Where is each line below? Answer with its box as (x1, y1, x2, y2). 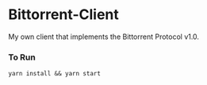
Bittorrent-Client (8, 6, 119, 24)
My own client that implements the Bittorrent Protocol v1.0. (8, 32, 200, 41)
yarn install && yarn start (8, 70, 102, 78)
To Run (8, 52, 36, 63)
